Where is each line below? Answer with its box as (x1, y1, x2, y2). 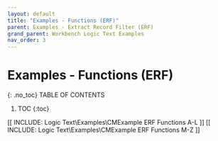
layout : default (7, 10, 55, 18)
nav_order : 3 (7, 37, 46, 44)
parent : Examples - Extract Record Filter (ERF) (7, 23, 154, 30)
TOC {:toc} (17, 104, 50, 113)
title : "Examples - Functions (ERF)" (7, 17, 119, 24)
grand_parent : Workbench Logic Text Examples (7, 30, 144, 38)
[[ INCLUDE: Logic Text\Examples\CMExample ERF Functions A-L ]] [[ (7, 118, 211, 127)
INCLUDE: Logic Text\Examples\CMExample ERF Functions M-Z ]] (7, 125, 200, 135)
